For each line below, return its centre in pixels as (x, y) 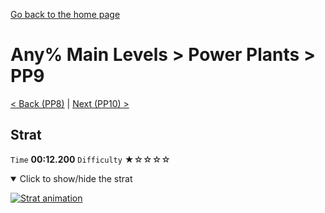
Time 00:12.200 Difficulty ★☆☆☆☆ (90, 159)
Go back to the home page (65, 14)
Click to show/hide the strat (76, 178)
